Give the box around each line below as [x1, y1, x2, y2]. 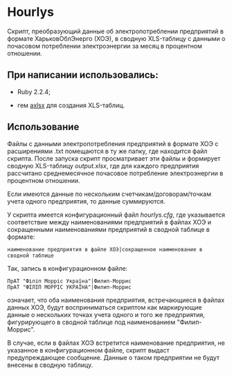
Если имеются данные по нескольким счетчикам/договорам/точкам [7, 190, 211, 198]
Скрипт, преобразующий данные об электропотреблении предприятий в [7, 27, 224, 35]
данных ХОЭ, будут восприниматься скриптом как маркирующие [7, 303, 202, 312]
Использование [7, 121, 80, 133]
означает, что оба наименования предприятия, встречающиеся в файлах [7, 296, 225, 304]
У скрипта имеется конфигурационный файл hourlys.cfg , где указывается [7, 211, 226, 219]
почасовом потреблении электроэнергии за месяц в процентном [7, 42, 202, 50]
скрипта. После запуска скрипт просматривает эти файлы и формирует [7, 154, 221, 163]
